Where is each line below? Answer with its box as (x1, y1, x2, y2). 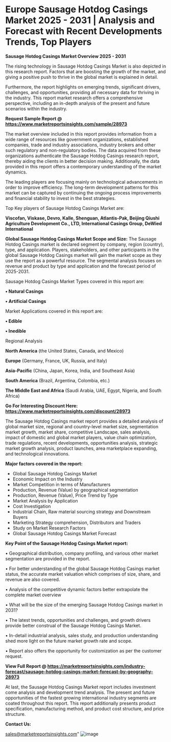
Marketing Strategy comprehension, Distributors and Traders (12, 519, 141, 526)
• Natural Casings (5, 288, 43, 294)
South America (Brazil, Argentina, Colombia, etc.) (5, 377, 110, 383)
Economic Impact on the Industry (12, 476, 83, 482)
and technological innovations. (5, 450, 70, 456)
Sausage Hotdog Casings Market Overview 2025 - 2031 (5, 53, 126, 59)
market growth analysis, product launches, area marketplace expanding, (5, 445, 157, 451)
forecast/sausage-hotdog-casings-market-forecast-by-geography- (5, 668, 153, 674)
